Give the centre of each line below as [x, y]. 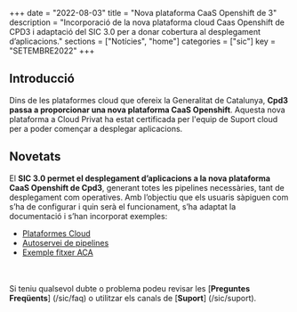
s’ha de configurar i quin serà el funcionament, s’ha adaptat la [123, 206]
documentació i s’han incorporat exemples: [88, 216]
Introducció [42, 79]
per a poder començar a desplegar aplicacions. [96, 128]
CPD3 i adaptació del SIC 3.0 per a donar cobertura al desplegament [135, 32]
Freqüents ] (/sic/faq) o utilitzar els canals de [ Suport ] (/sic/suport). [133, 298]
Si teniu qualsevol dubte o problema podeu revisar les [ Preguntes [130, 288]
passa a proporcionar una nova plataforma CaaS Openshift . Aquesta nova [148, 110]
